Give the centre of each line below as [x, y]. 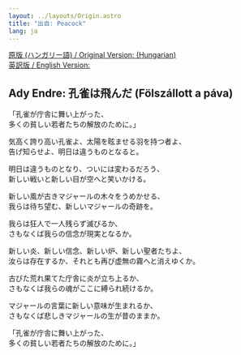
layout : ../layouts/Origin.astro [65, 16]
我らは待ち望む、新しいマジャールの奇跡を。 [83, 207]
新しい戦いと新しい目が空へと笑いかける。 [80, 179]
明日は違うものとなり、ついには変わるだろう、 [86, 169]
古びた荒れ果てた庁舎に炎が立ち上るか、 [76, 278]
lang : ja [23, 31]
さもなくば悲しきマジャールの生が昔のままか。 [86, 316]
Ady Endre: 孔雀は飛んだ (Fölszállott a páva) [121, 93]
